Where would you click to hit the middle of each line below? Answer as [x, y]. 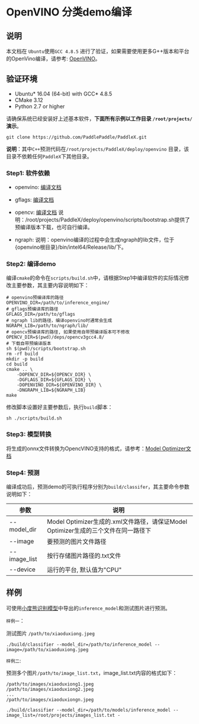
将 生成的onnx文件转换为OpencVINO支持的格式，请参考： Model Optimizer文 [99, 449]
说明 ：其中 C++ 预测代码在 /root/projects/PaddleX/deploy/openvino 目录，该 [98, 149]
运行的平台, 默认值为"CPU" [84, 570]
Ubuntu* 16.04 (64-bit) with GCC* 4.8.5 [63, 94]
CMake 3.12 [29, 100]
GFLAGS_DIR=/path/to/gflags [41, 315]
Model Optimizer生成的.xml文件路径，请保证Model [117, 522]
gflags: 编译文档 [34, 200]
